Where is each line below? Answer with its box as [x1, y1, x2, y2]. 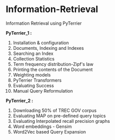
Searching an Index [13, 50, 53, 56]
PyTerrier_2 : [6, 97, 33, 104]
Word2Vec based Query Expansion [13, 128, 86, 134]
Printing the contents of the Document [13, 66, 93, 73]
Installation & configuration [13, 39, 69, 46]
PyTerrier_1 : [6, 30, 32, 36]
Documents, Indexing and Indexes [13, 45, 84, 51]
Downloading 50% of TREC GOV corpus [13, 107, 97, 113]
